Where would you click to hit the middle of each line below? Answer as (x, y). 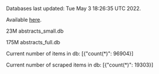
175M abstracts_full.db (33, 42)
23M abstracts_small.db (35, 31)
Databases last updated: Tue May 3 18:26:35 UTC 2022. (74, 8)
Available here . (24, 20)
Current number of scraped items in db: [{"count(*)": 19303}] (80, 65)
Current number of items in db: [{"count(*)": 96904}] (70, 54)
